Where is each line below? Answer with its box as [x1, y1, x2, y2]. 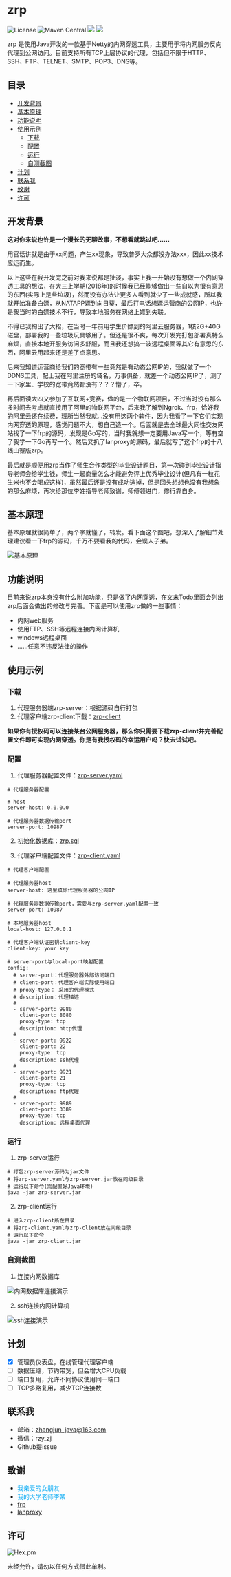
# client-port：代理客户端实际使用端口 [13, 979, 115, 986]
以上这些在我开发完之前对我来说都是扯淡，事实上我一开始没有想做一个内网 [7, 273, 218, 281]
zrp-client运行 [16, 1202, 57, 1211]
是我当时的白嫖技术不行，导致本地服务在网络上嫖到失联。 [7, 307, 170, 315]
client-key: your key [7, 946, 69, 952]
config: [7, 965, 30, 972]
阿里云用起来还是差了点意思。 [19, 348, 104, 356]
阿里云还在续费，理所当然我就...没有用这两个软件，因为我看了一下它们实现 [12, 412, 223, 420]
